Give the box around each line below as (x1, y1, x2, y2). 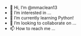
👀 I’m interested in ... (9, 10, 52, 16)
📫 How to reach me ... (9, 26, 55, 31)
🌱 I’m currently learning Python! (9, 15, 74, 20)
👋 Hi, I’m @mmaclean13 (9, 5, 57, 10)
